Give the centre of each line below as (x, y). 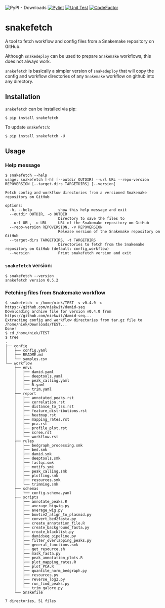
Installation (23, 97)
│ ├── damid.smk (33, 454)
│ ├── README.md (24, 355)
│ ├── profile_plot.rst (41, 428)
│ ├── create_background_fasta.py (52, 528)
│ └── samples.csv (26, 359)
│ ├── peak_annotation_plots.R (48, 558)
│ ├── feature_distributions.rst (51, 411)
